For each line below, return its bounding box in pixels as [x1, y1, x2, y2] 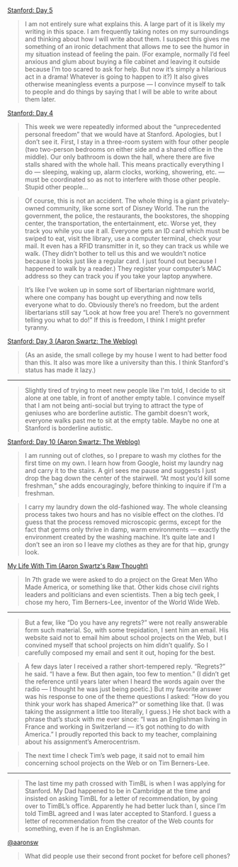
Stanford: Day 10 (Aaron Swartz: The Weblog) [7, 437, 140, 446]
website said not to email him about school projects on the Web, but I [24, 634, 227, 642]
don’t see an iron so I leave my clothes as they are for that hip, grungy [24, 540, 229, 549]
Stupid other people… [24, 183, 89, 191]
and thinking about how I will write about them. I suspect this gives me [24, 35, 230, 43]
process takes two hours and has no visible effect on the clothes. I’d [24, 510, 224, 518]
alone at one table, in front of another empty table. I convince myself [24, 393, 225, 402]
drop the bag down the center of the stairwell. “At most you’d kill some [24, 474, 230, 482]
